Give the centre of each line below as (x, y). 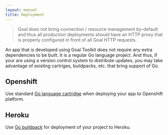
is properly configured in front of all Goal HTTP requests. (77, 40)
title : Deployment (25, 15)
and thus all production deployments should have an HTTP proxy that (90, 34)
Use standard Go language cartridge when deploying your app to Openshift (84, 94)
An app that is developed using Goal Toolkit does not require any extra (79, 50)
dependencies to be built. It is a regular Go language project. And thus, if (81, 55)
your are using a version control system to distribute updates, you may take (84, 60)
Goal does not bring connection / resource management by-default (88, 29)
